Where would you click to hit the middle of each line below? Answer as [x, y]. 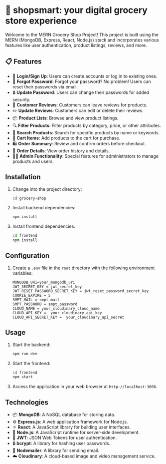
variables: [22, 273]
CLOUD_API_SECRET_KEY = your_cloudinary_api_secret [68, 317]
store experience [41, 21]
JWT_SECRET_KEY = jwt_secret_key [47, 287]
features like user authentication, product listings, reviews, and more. [76, 45]
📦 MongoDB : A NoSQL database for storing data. [64, 415]
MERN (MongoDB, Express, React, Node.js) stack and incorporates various [82, 40]
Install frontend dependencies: [44, 226]
